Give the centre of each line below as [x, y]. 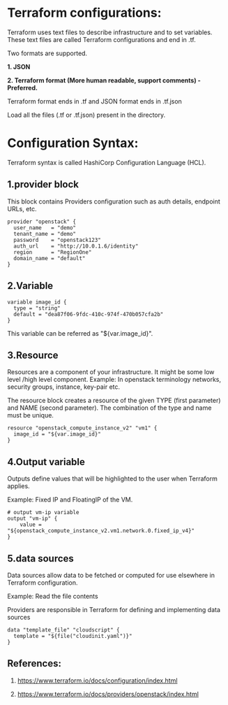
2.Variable [30, 286]
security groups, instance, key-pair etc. [64, 387]
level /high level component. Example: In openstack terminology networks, [114, 380]
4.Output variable [46, 462]
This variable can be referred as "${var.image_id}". [80, 333]
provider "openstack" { [42, 222]
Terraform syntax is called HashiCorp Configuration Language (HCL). [107, 162]
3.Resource [33, 355]
